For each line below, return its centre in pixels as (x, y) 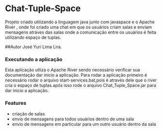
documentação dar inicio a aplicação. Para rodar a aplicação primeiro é (76, 75)
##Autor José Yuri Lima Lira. (33, 47)
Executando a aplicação (34, 59)
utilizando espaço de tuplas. (33, 37)
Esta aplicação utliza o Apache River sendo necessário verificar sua (73, 70)
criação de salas (28, 114)
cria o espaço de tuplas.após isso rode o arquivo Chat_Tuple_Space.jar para (81, 85)
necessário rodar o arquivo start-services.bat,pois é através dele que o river (81, 80)
